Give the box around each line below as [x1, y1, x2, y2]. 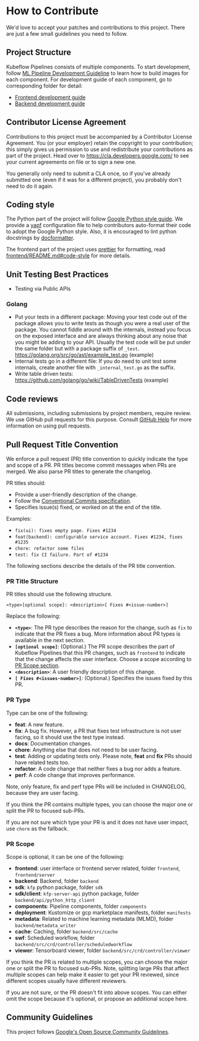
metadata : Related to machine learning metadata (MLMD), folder [14, 916, 174, 922]
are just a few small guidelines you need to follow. [6, 30, 128, 37]
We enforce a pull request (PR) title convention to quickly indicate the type [6, 455, 188, 463]
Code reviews [6, 394, 58, 404]
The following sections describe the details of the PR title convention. [6, 562, 176, 570]
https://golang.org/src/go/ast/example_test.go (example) [14, 351, 154, 358]
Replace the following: [6, 612, 61, 619]
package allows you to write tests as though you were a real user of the [14, 320, 190, 327]
